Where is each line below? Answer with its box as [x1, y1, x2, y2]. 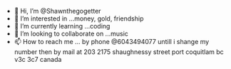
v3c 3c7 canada [14, 55, 62, 63]
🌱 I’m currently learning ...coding [14, 22, 111, 30]
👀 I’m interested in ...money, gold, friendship [14, 14, 144, 23]
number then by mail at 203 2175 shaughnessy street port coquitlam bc [14, 48, 225, 56]
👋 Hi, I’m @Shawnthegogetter [14, 7, 101, 15]
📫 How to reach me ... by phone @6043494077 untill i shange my [14, 38, 210, 46]
